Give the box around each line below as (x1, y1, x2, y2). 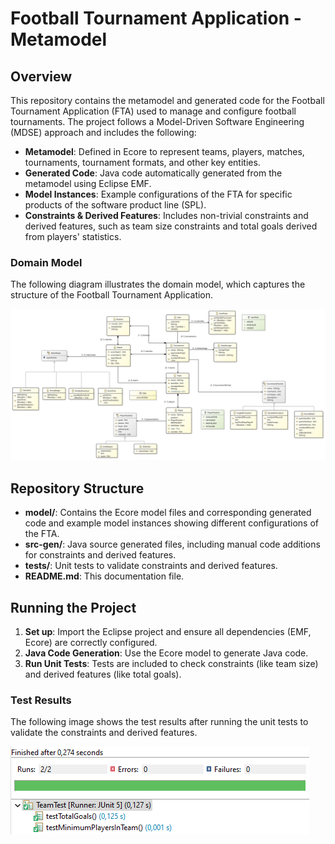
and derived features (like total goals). (24, 668, 182, 681)
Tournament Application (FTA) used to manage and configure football (10, 105, 297, 117)
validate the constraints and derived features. (10, 727, 198, 739)
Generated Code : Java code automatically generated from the (24, 167, 283, 179)
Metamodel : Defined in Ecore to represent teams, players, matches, (24, 146, 305, 157)
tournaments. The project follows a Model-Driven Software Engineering (10, 116, 305, 127)
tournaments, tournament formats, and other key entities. (24, 157, 261, 168)
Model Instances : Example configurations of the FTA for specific (24, 188, 293, 200)
